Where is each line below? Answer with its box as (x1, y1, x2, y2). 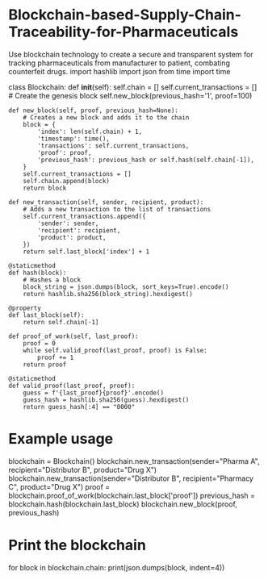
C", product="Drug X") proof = (8, 482, 111, 491)
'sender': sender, (37, 219, 99, 227)
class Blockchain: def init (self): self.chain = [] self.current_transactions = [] (8, 82, 258, 92)
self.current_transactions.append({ (23, 212, 147, 220)
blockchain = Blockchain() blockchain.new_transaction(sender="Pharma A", (8, 456, 260, 465)
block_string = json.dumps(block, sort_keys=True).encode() (23, 282, 229, 291)
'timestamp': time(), (37, 135, 111, 143)
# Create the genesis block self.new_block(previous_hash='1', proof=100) (8, 90, 253, 100)
